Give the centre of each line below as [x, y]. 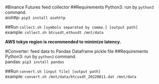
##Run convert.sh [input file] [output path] [53, 71]
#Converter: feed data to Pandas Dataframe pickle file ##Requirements [77, 51]
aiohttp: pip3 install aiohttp [35, 17]
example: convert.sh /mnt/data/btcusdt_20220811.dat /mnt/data [71, 76]
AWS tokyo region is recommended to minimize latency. [63, 42]
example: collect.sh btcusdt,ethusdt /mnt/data [54, 32]
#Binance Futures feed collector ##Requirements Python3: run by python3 [79, 7]
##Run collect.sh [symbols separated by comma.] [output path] [71, 27]
